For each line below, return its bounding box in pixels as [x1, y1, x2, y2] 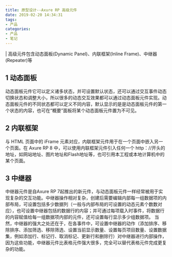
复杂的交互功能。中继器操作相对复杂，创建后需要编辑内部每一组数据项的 [9, 195, 162, 201]
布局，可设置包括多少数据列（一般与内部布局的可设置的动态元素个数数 [9, 201, 158, 207]
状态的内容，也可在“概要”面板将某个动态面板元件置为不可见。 [9, 107, 140, 113]
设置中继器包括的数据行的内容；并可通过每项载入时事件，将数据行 [25, 208, 165, 214]
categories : [5, 27, 31, 32]
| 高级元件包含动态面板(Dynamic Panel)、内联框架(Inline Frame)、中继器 [5, 51, 157, 57]
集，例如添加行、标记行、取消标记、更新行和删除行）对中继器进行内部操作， [5, 233, 167, 240]
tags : [5, 17, 17, 22]
